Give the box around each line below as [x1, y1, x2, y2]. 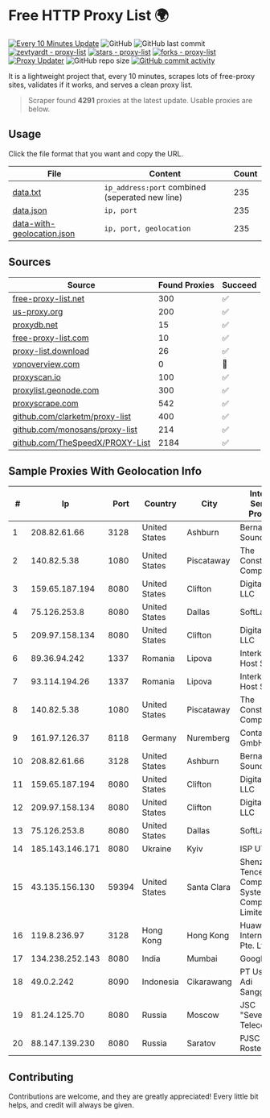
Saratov [186, 1037, 216, 1049]
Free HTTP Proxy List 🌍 [8, 6, 170, 25]
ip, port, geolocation [104, 223, 191, 233]
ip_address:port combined [104, 181, 207, 193]
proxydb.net [12, 319, 59, 330]
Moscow [186, 1009, 219, 1020]
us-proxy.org [12, 305, 63, 317]
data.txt [12, 186, 42, 197]
